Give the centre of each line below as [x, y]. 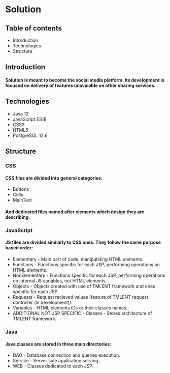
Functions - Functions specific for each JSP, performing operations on [86, 265]
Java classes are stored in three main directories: [58, 344]
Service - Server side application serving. [56, 361]
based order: [19, 248]
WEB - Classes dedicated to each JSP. [53, 366]
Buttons [21, 189]
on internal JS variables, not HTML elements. [60, 281]
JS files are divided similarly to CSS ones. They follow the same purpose [83, 242]
